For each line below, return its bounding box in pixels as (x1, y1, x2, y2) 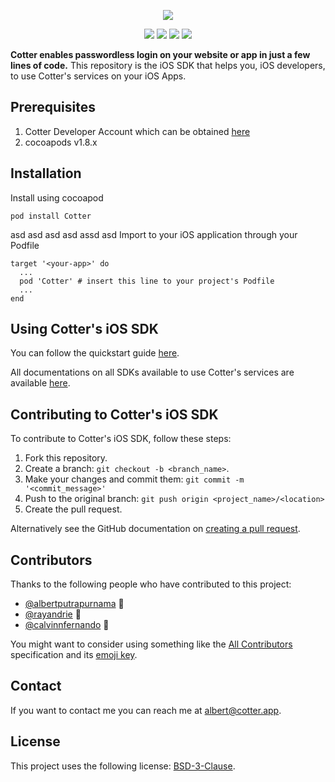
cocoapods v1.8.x (24, 136, 98, 148)
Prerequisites (10, 99, 96, 116)
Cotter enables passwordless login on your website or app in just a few (10, 49, 311, 60)
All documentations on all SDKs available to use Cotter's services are (10, 366, 295, 379)
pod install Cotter (10, 211, 92, 221)
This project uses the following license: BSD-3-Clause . (10, 760, 236, 772)
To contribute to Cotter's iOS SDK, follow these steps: (10, 433, 232, 445)
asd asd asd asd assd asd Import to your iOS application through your (10, 228, 298, 240)
